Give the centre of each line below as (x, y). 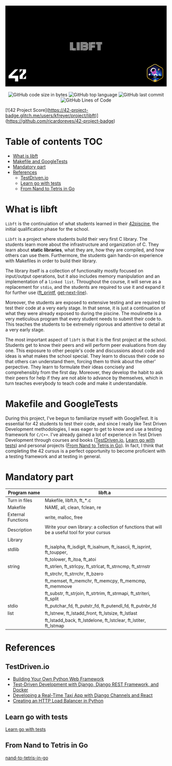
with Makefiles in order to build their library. (51, 261)
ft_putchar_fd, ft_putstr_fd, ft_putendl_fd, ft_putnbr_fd (101, 606)
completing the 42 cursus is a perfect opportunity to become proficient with (85, 451)
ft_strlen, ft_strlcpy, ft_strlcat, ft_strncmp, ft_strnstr (98, 566)
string (14, 566)
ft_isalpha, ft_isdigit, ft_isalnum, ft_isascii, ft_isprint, (98, 546)
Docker (20, 690)
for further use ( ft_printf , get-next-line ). (47, 292)
